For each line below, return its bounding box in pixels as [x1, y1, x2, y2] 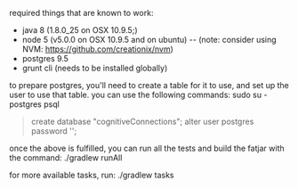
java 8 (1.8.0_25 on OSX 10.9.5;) [21, 25, 138, 35]
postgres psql [9, 99, 60, 110]
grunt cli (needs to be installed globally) [21, 62, 168, 73]
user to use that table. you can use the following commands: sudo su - [9, 89, 268, 100]
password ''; [30, 126, 77, 136]
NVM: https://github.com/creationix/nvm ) [21, 44, 173, 54]
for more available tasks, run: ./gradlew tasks [9, 169, 174, 180]
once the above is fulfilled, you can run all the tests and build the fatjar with [9, 143, 285, 153]
